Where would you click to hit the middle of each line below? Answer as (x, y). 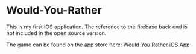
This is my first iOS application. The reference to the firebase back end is (97, 27)
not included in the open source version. (56, 33)
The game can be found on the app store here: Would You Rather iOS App (98, 45)
